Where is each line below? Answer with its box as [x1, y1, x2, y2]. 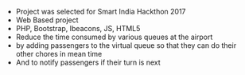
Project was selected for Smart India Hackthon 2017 [15, 7, 186, 16]
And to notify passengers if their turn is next [15, 57, 161, 67]
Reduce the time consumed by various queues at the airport [15, 32, 213, 41]
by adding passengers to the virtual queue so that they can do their [15, 41, 237, 50]
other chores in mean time [15, 49, 103, 58]
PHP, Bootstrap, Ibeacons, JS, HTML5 [15, 24, 141, 33]
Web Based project [15, 15, 79, 25]
